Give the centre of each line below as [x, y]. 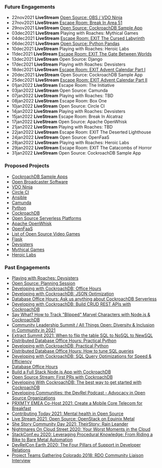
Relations [21, 450]
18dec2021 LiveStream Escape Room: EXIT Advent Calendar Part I [79, 70]
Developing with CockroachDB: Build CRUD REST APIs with [71, 304]
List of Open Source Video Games [46, 234]
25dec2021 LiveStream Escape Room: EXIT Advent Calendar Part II [79, 80]
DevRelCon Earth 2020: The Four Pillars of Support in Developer [76, 444]
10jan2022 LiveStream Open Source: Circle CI [58, 106]
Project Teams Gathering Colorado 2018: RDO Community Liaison [78, 455]
